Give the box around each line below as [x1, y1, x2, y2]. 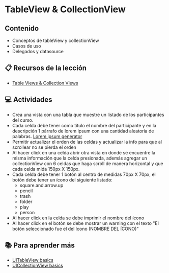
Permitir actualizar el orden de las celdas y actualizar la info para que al [12, 139, 162, 145]
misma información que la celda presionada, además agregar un [12, 155, 147, 161]
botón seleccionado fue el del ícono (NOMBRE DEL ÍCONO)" [12, 225, 139, 232]
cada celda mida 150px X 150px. [12, 166, 80, 172]
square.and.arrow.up [19, 182, 64, 188]
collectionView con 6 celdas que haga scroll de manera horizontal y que [12, 160, 163, 167]
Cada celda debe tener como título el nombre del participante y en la [12, 122, 156, 128]
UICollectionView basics [12, 262, 63, 269]
